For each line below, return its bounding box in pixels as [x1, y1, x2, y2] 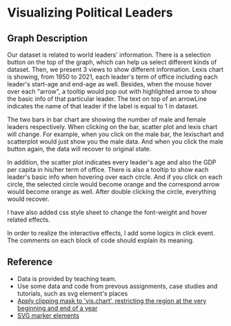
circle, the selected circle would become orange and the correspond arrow [7, 180, 220, 188]
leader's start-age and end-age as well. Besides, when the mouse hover [7, 80, 212, 88]
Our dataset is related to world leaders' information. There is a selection [7, 50, 212, 59]
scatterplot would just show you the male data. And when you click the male [7, 137, 223, 146]
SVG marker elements [17, 311, 79, 319]
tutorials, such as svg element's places [17, 289, 128, 298]
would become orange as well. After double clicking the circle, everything [7, 188, 217, 195]
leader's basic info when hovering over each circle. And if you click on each [7, 173, 223, 181]
